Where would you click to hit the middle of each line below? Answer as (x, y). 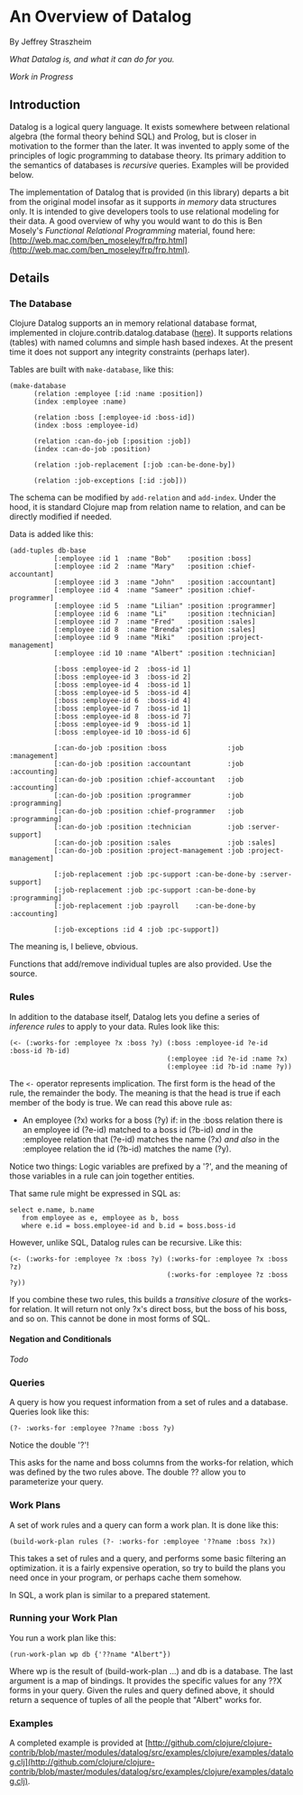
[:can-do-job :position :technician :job (149, 828)
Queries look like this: (50, 1412)
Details (29, 278)
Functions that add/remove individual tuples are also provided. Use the (141, 964)
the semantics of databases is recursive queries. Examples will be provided (149, 165)
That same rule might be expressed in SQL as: (95, 1193)
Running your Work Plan (64, 1618)
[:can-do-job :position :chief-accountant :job (149, 780)
